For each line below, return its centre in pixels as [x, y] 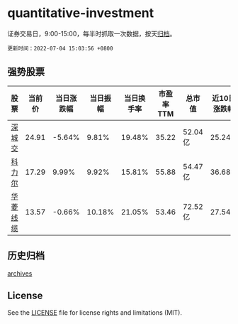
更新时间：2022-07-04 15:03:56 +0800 [60, 48]
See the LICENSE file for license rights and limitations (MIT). [95, 313]
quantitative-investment [81, 13]
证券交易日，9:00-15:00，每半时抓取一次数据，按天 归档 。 [92, 33]
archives [20, 273]
